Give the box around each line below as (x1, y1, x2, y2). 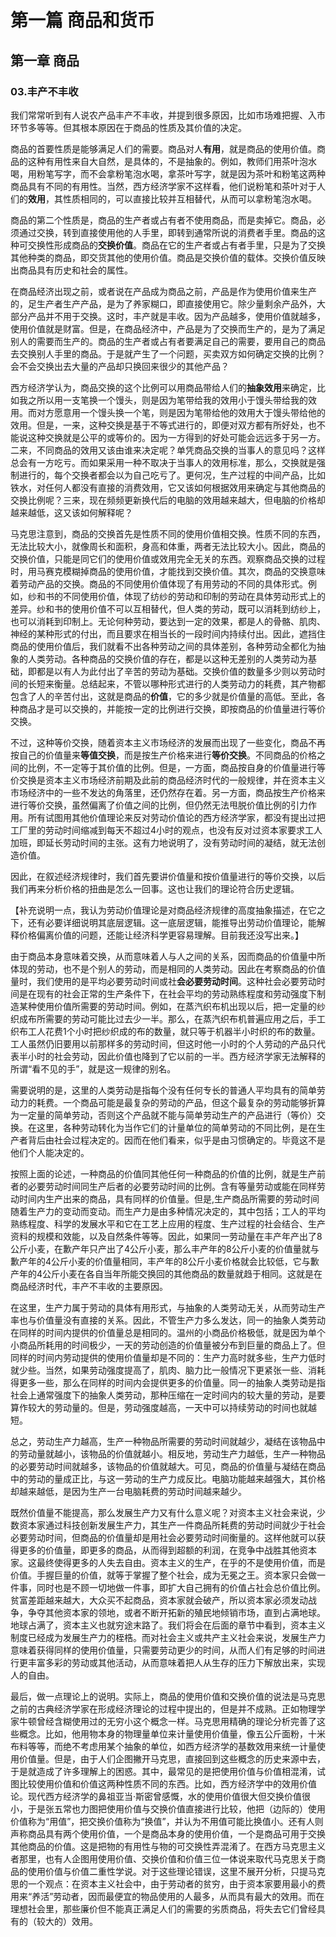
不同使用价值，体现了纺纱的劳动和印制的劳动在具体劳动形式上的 (62, 590, 326, 602)
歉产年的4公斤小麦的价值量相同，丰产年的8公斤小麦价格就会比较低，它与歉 (10, 1255, 320, 1267)
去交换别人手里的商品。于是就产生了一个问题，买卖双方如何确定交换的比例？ (10, 347, 326, 360)
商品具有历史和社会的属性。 (18, 264, 133, 276)
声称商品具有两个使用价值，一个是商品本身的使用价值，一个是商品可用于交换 (10, 1827, 326, 1840)
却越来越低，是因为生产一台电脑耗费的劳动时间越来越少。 (10, 1485, 247, 1497)
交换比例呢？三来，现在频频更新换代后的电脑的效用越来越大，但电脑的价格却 (10, 494, 326, 506)
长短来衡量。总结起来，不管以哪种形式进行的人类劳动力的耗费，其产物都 (27, 677, 326, 690)
